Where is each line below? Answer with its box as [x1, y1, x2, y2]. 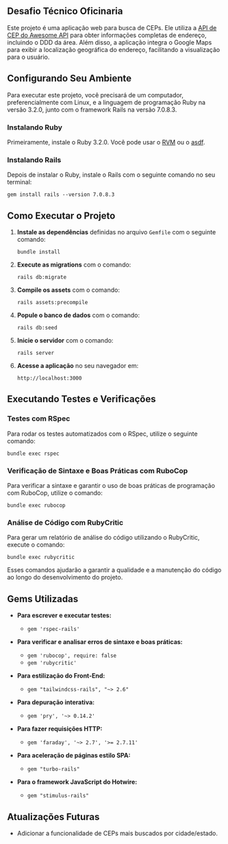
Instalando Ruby [7, 123, 63, 132]
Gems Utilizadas [7, 593, 79, 605]
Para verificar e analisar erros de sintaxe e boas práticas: [16, 638, 183, 646]
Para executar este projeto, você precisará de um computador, [7, 90, 183, 99]
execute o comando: [7, 541, 65, 549]
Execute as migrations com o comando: [16, 260, 131, 269]
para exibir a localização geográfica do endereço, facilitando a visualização [7, 45, 220, 53]
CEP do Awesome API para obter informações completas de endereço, [7, 31, 207, 39]
